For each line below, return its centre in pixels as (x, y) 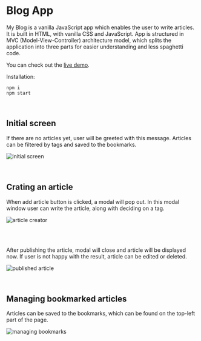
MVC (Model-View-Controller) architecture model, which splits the (89, 40)
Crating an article (40, 187)
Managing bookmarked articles (67, 299)
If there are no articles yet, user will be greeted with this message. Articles (99, 138)
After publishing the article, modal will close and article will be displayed (96, 250)
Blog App (30, 11)
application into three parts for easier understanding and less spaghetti (95, 47)
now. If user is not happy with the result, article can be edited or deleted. (97, 256)
